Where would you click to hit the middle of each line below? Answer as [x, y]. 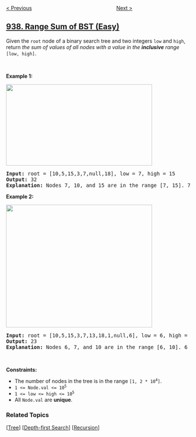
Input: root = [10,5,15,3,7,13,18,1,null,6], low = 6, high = [97, 335]
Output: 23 [22, 341]
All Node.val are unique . [43, 400]
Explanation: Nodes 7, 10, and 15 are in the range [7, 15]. [95, 185]
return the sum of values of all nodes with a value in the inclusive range [93, 47]
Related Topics [28, 415]
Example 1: [20, 76]
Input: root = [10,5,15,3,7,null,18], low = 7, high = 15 [91, 173]
